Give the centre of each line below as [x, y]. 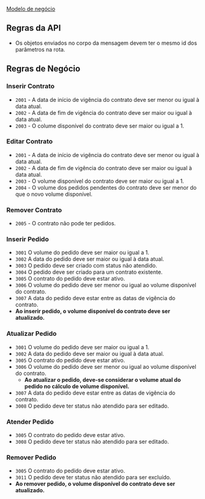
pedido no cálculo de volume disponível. [77, 386]
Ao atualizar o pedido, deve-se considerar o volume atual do [102, 379]
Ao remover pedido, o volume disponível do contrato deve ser [95, 484]
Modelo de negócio [31, 9]
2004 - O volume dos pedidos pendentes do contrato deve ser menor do [106, 187]
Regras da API [34, 28]
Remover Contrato [34, 210]
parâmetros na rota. [40, 49]
